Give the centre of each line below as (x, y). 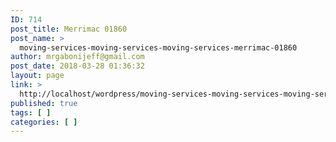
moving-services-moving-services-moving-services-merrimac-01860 (158, 47)
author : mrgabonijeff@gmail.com (77, 57)
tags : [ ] (31, 112)
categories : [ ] (44, 122)
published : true (44, 103)
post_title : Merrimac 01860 (69, 29)
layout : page (37, 76)
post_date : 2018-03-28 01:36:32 (77, 66)
